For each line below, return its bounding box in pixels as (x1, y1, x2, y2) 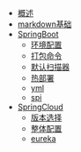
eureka (30, 133, 56, 144)
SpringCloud (17, 101, 63, 112)
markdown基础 (17, 19, 72, 29)
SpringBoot (17, 29, 59, 39)
